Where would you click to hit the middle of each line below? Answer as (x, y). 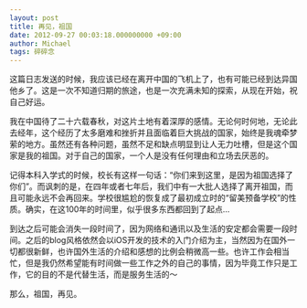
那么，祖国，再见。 (46, 294)
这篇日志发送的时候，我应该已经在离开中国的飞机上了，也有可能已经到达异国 (153, 80)
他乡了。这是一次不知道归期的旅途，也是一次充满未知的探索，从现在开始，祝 (153, 90)
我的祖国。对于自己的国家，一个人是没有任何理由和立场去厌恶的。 (149, 155)
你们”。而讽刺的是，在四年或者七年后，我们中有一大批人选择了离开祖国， (148, 186)
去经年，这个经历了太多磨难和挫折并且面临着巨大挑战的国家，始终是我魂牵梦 (153, 133)
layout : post (34, 18)
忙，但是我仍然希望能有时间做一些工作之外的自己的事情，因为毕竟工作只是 (149, 263)
